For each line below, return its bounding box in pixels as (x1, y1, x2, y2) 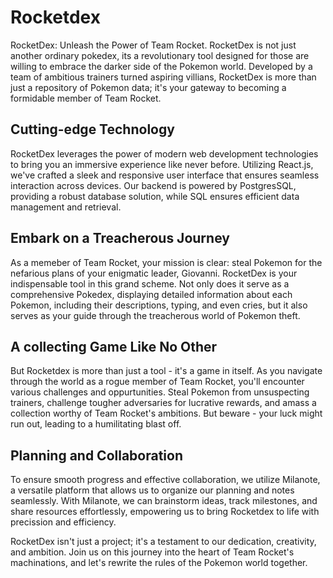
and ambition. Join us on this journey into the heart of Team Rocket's (10, 546, 295, 558)
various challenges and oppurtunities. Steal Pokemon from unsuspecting (10, 386, 310, 398)
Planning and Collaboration (10, 447, 184, 464)
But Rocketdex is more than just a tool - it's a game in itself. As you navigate (10, 365, 323, 377)
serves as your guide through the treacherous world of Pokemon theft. (10, 309, 301, 321)
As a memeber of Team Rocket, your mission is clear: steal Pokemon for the (10, 256, 323, 268)
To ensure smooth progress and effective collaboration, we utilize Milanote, (10, 474, 321, 486)
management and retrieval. (10, 201, 122, 213)
